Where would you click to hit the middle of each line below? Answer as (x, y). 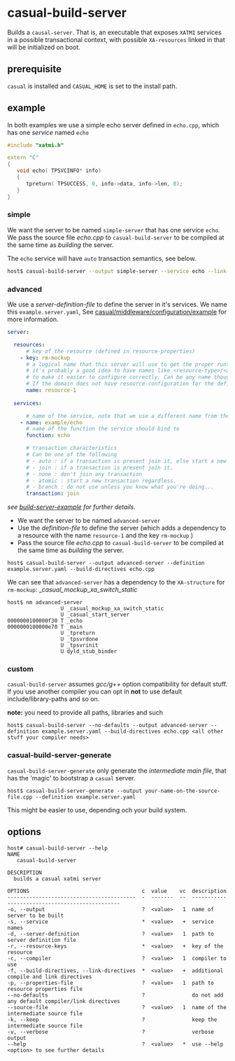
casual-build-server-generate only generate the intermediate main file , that (117, 771)
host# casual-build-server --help (58, 848)
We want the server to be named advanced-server (89, 521)
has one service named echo (48, 132)
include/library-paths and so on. (54, 699)
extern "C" (23, 158)
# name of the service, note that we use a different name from (121, 416)
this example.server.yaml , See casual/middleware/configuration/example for (117, 312)
